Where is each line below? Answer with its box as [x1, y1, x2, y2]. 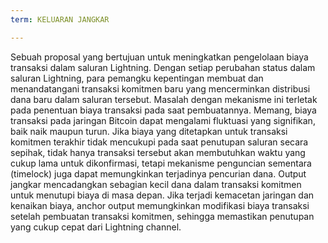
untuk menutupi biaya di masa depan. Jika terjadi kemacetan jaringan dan [10, 189, 315, 201]
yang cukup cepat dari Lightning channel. [10, 221, 182, 233]
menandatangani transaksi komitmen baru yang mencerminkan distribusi [10, 82, 311, 95]
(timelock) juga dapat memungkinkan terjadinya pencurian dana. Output [10, 167, 307, 180]
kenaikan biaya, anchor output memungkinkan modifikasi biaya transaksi [10, 199, 310, 211]
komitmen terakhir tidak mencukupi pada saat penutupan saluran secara [10, 136, 309, 148]
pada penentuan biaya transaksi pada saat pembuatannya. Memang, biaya [10, 104, 317, 116]
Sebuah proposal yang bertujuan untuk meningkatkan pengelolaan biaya [10, 51, 309, 63]
